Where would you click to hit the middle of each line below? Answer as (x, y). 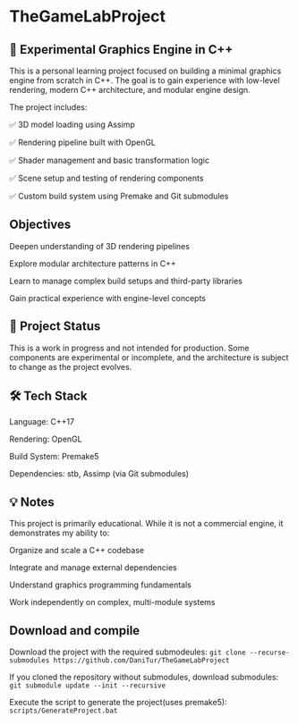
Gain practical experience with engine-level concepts (107, 298)
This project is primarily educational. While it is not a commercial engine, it (146, 524)
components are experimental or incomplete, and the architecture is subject (149, 357)
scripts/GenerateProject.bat (64, 711)
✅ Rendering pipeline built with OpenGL (83, 142)
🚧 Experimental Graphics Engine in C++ (121, 50)
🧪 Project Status (55, 327)
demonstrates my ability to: (60, 533)
